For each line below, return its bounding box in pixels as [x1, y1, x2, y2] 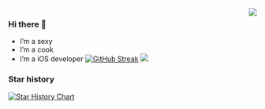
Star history [8, 74, 55, 85]
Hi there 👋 [8, 19, 47, 30]
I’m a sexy [19, 37, 53, 46]
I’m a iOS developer [19, 54, 84, 64]
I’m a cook [19, 45, 54, 54]
